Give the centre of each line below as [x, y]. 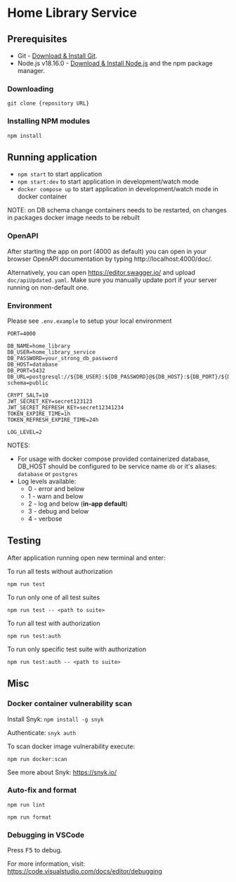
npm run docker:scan [38, 759]
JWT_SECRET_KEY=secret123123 [50, 402]
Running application [52, 157]
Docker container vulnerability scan [70, 703]
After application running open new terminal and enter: [86, 558]
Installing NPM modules [49, 121]
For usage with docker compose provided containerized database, [114, 459]
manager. [31, 71]
